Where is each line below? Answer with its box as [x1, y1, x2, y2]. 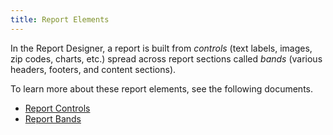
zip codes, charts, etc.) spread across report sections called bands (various [10, 52, 323, 65]
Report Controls [24, 102, 91, 114]
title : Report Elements [10, 14, 110, 25]
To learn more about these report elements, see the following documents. [10, 82, 313, 95]
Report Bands [24, 112, 82, 125]
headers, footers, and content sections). [10, 63, 177, 75]
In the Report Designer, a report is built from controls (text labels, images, [10, 42, 313, 54]
